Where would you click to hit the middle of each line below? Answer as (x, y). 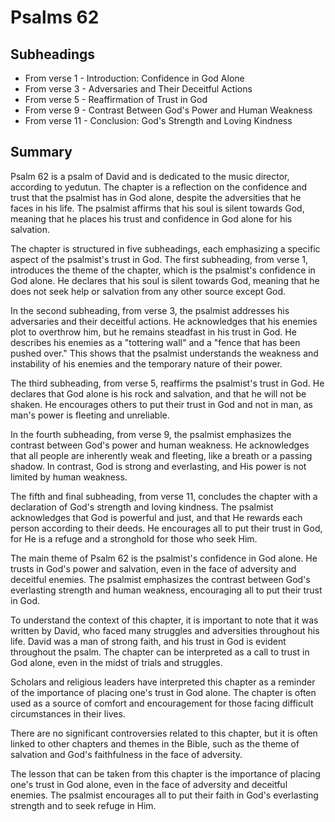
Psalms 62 (55, 17)
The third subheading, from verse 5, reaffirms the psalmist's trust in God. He (167, 383)
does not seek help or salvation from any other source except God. (148, 291)
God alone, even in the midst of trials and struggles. (116, 662)
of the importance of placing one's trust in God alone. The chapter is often (163, 692)
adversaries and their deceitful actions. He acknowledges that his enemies (164, 321)
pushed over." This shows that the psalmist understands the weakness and (164, 353)
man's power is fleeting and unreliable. (90, 415)
